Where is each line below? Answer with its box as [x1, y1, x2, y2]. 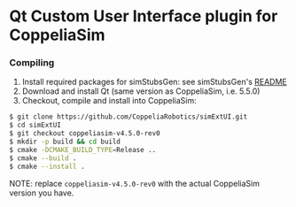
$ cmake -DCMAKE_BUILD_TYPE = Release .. [9, 145, 157, 154]
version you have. [9, 188, 74, 198]
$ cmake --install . [9, 162, 86, 171]
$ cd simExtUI [9, 121, 62, 130]
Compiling [9, 57, 55, 69]
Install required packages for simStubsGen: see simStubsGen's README [21, 77, 288, 88]
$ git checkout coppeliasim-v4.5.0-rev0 [9, 129, 161, 138]
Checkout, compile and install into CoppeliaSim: [21, 96, 197, 106]
